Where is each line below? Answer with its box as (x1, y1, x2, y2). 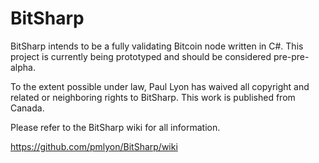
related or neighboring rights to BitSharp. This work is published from (10, 91, 296, 103)
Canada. (10, 102, 45, 114)
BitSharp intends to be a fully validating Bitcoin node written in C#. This (10, 40, 304, 52)
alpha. (10, 61, 36, 73)
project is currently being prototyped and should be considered (10, 50, 272, 62)
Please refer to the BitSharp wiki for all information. (10, 121, 221, 133)
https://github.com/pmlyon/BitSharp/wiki (10, 140, 178, 152)
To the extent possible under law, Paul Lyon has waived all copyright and (10, 80, 310, 92)
